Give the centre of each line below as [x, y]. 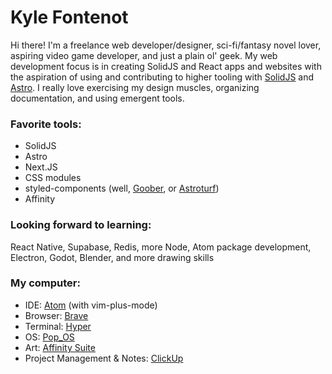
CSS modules [53, 178]
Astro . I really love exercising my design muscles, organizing [135, 87]
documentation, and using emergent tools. [97, 98]
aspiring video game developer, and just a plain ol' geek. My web [144, 55]
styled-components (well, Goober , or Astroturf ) [122, 188]
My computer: [45, 283]
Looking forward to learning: [81, 225]
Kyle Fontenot [69, 17]
